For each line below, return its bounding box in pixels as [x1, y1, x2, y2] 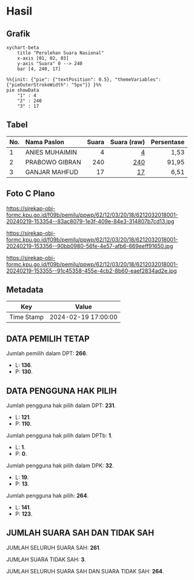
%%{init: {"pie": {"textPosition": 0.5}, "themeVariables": [6, 77, 162, 83]
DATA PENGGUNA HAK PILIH [6, 385, 117, 396]
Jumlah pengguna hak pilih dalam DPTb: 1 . [6, 432, 113, 439]
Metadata [6, 285, 44, 295]
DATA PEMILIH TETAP [6, 334, 90, 344]
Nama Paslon [25, 138, 65, 146]
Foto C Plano [6, 189, 55, 199]
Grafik [6, 29, 30, 39]
